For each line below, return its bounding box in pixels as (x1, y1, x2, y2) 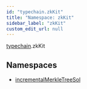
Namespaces (6, 60, 57, 70)
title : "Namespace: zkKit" (6, 15, 74, 21)
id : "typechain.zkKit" (6, 8, 63, 15)
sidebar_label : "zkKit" (6, 20, 66, 26)
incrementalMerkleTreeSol (14, 76, 81, 84)
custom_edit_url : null (6, 25, 63, 32)
